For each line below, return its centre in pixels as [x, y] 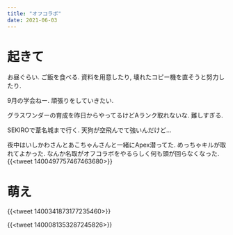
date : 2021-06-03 [32, 20]
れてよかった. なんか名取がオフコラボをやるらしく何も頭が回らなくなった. [113, 154]
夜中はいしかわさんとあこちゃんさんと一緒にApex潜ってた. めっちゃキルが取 [116, 145]
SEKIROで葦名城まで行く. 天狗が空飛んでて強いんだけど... [89, 130]
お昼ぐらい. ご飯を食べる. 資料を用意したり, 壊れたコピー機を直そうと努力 [113, 77]
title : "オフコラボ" [34, 14]
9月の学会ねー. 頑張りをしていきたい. [61, 101]
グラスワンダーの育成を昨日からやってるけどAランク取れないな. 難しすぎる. [115, 115]
